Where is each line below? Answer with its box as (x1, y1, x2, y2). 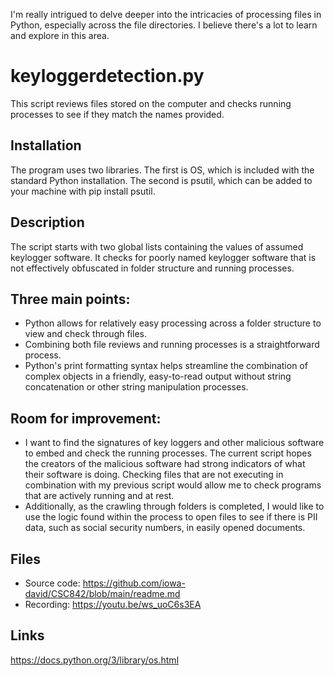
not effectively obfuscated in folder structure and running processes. (10, 262, 295, 274)
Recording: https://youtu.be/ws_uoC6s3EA (24, 599, 202, 610)
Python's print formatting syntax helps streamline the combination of (24, 360, 308, 372)
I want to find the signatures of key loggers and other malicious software (24, 437, 325, 449)
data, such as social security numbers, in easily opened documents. (24, 522, 306, 534)
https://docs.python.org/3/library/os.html (10, 654, 180, 666)
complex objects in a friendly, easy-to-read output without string (24, 370, 292, 383)
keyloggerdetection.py (10, 65, 205, 88)
